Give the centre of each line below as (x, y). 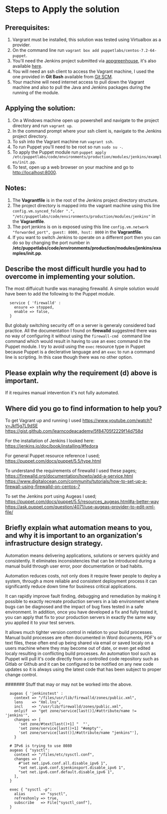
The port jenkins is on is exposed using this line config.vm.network (81, 227)
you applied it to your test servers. (40, 622)
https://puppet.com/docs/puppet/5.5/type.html (53, 461)
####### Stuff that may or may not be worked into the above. (69, 684)
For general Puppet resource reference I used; (53, 456)
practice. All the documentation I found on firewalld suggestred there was (81, 331)
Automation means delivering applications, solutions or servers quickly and (82, 555)
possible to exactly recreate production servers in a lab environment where (82, 601)
